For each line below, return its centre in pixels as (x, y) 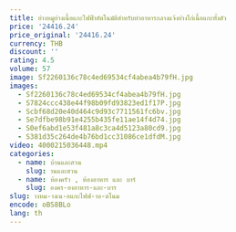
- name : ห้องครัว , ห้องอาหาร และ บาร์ (77, 179)
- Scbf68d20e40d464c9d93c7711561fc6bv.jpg (99, 111)
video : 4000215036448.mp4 (58, 145)
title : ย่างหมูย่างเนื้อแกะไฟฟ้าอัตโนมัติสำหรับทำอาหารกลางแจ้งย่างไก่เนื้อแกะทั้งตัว (118, 18)
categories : (32, 153)
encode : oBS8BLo (40, 205)
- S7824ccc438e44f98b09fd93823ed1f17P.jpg (99, 103)
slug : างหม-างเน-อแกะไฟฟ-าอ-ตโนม (65, 196)
